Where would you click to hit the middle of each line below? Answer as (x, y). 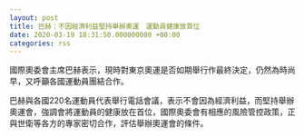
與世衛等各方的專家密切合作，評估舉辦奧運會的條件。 (109, 123)
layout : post (34, 18)
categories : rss (40, 43)
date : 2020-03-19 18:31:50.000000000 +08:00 (95, 34)
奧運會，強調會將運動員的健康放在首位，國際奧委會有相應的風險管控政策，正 (152, 112)
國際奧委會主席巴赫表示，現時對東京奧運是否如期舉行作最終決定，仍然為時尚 (152, 70)
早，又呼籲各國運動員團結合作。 (69, 82)
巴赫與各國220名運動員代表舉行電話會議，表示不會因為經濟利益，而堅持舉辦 (152, 101)
